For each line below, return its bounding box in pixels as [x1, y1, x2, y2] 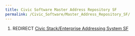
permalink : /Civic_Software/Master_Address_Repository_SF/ [5, 12, 131, 17]
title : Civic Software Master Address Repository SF [5, 7, 117, 12]
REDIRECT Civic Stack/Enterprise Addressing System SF [12, 25, 129, 31]
